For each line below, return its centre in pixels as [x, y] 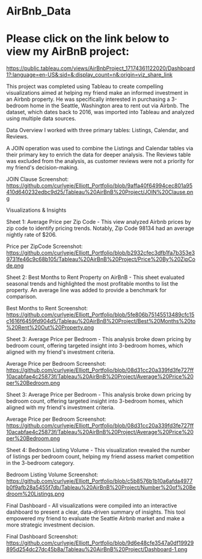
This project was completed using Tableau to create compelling [85, 86]
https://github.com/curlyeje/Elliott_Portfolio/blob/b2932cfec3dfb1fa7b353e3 [101, 253]
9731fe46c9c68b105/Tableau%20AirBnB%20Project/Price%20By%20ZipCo [101, 259]
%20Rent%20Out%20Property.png [50, 328]
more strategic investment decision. [50, 525]
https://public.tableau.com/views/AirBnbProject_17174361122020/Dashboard [101, 68]
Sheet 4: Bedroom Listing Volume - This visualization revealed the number [98, 450]
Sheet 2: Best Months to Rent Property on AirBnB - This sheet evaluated [96, 277]
